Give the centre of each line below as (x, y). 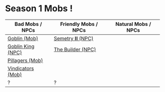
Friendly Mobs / (79, 24)
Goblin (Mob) (23, 38)
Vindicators (21, 68)
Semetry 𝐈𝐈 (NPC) (74, 38)
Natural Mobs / (133, 24)
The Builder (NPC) (75, 49)
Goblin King (21, 46)
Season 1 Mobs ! (39, 9)
